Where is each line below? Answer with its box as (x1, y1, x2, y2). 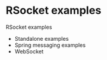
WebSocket (14, 47, 44, 55)
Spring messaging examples (14, 41, 86, 49)
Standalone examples (14, 35, 69, 42)
